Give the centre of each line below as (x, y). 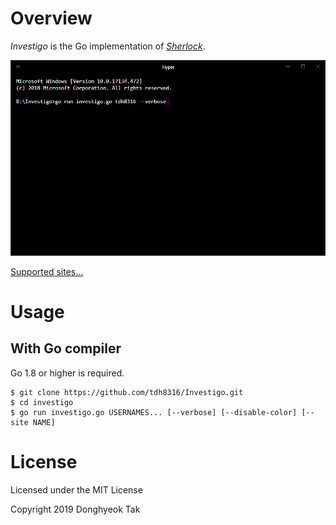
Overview (51, 18)
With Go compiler (66, 348)
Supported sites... (47, 271)
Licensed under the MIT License (76, 489)
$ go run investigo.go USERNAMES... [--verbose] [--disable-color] (154, 412)
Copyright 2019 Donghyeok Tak (75, 509)
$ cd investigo (42, 402)
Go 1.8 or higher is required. (67, 373)
